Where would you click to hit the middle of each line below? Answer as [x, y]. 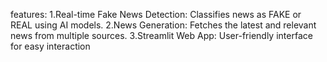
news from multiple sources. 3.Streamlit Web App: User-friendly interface [161, 35]
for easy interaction [50, 46]
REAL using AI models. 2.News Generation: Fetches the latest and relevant [163, 25]
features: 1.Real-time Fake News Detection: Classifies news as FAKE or [156, 14]
